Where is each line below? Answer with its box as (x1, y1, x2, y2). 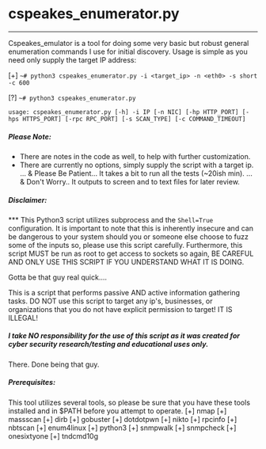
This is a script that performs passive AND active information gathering (8, 287, 240, 297)
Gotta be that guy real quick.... (8, 272, 108, 282)
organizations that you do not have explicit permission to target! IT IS (8, 304, 233, 314)
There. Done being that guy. (8, 360, 100, 369)
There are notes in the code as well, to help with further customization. (19, 151, 251, 161)
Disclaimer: (8, 195, 47, 204)
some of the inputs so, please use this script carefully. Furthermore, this (8, 240, 243, 249)
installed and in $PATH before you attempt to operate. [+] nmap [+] (8, 405, 227, 416)
